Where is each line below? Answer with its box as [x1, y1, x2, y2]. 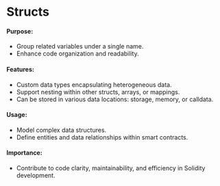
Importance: [6, 148, 42, 157]
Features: [6, 65, 35, 73]
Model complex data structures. [16, 126, 107, 134]
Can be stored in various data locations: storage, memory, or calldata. [16, 95, 214, 103]
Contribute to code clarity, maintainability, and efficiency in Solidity [16, 164, 206, 172]
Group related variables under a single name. [16, 42, 144, 51]
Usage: [6, 111, 28, 119]
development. [16, 172, 56, 179]
